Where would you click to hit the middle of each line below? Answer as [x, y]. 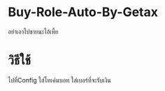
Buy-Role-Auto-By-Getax [83, 12]
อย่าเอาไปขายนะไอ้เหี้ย [33, 31]
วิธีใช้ [19, 61]
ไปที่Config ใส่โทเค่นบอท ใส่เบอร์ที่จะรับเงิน [59, 80]
